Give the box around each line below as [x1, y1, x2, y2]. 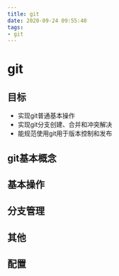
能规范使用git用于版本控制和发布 [17, 129, 113, 138]
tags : [7, 24, 23, 31]
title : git [7, 10, 40, 18]
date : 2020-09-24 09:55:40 [7, 17, 87, 24]
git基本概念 [7, 152, 57, 164]
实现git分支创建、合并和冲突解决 [17, 121, 113, 129]
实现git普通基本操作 [17, 111, 76, 120]
